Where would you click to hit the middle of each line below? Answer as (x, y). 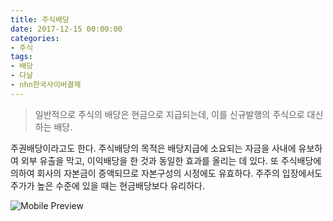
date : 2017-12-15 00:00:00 (66, 29)
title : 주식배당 (40, 19)
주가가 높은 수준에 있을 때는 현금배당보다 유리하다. (108, 185)
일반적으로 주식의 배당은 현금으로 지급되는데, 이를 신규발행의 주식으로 (169, 114)
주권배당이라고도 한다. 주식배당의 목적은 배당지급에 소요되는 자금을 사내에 (153, 148)
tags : (21, 57)
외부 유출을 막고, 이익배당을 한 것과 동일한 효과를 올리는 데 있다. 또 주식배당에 (171, 160)
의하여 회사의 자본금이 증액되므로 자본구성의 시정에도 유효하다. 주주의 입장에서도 (166, 173)
